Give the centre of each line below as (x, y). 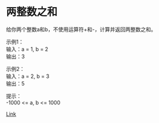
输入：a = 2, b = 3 (28, 76)
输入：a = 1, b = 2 (27, 49)
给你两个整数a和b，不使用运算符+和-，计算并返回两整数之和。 (81, 29)
